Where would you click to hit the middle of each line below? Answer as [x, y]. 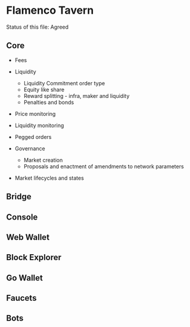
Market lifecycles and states [49, 178]
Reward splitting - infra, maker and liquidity [77, 95]
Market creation [43, 160]
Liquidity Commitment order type [64, 83]
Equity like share [44, 90]
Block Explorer [34, 257]
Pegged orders [33, 137]
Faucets [21, 298]
